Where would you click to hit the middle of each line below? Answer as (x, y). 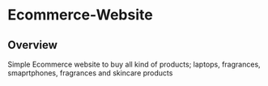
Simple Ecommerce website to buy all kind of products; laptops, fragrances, (134, 64)
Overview (33, 45)
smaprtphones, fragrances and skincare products (90, 73)
